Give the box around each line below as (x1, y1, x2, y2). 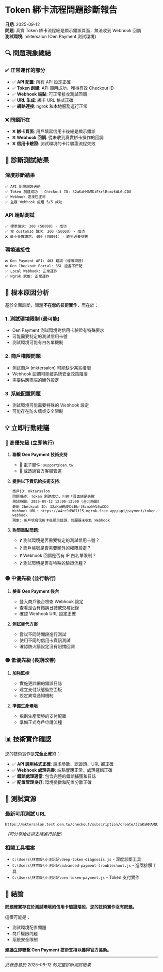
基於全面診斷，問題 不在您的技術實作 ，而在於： (5, 302, 98, 308)
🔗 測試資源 (5, 795, 36, 803)
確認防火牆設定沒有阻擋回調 (19, 643, 75, 649)
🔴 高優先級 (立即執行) (5, 439, 54, 446)
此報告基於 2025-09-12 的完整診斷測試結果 (5, 961, 91, 968)
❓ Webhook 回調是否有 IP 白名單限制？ (19, 552, 97, 558)
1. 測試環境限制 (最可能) (5, 315, 60, 322)
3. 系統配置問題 (5, 390, 41, 397)
